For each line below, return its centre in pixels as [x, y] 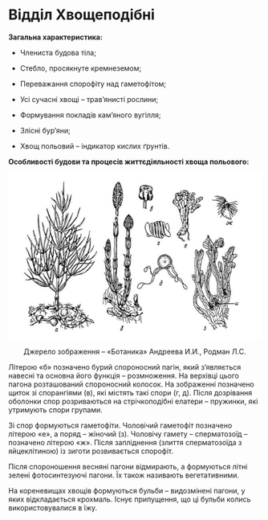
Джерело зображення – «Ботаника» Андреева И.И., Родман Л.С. [135, 351]
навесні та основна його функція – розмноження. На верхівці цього [124, 375]
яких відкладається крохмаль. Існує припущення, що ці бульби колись [130, 499]
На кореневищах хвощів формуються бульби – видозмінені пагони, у [127, 490]
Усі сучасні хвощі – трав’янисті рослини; [89, 99]
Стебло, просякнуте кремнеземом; [81, 68]
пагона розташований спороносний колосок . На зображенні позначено [132, 384]
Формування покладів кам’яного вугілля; [90, 115]
